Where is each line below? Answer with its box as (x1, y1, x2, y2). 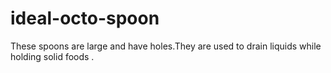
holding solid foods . (10, 50, 95, 62)
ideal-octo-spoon (10, 7, 160, 30)
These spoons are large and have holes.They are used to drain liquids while (10, 40, 322, 52)
